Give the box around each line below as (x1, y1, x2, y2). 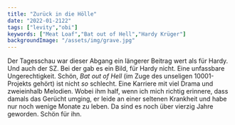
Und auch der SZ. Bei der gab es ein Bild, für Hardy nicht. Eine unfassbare (7, 64, 225, 73)
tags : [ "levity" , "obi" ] (7, 24, 78, 31)
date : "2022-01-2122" (7, 17, 72, 24)
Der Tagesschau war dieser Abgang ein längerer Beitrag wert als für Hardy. (7, 56, 229, 65)
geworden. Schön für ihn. (7, 110, 82, 119)
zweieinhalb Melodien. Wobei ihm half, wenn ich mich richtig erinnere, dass (7, 87, 229, 96)
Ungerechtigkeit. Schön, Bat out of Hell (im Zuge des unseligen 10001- (7, 72, 214, 81)
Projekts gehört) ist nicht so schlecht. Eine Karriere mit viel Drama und (7, 79, 214, 88)
